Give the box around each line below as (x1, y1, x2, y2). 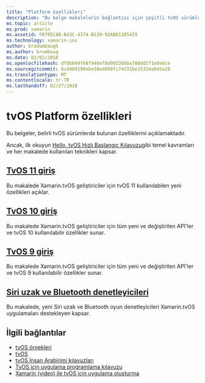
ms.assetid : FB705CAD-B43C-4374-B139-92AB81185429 (6, 32, 138, 38)
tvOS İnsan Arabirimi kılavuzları (15, 357, 94, 364)
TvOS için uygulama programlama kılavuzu (15, 363, 123, 370)
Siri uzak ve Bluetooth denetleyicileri (6, 287, 149, 297)
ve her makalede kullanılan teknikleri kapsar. (6, 147, 118, 155)
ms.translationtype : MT (6, 72, 67, 78)
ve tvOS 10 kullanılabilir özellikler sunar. (6, 229, 106, 236)
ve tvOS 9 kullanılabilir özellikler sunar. (6, 269, 103, 277)
